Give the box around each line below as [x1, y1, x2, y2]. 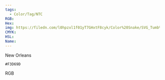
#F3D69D [5, 61, 21, 66]
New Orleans [5, 52, 32, 58]
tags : [5, 7, 16, 12]
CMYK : [5, 30, 16, 35]
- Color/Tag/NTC [9, 12, 43, 17]
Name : [5, 39, 16, 44]
